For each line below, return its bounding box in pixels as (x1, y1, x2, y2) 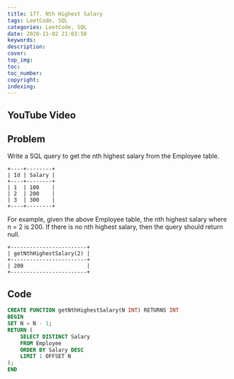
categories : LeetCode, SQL (7, 23, 87, 30)
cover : (7, 50, 27, 57)
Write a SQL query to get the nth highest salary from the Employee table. (7, 152, 220, 160)
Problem (7, 133, 46, 145)
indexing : (7, 83, 37, 90)
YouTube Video (7, 109, 77, 121)
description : (7, 43, 46, 50)
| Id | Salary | (7, 171, 55, 179)
